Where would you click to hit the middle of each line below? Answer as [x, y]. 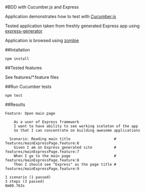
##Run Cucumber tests [28, 87]
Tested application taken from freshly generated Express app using [72, 26]
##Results [15, 105]
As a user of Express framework [46, 122]
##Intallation [18, 50]
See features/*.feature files [32, 77]
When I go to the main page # [65, 156]
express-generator [24, 31]
